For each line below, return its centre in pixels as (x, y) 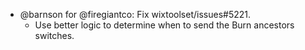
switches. (54, 35)
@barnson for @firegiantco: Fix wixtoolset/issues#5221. (135, 14)
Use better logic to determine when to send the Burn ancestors (164, 25)
